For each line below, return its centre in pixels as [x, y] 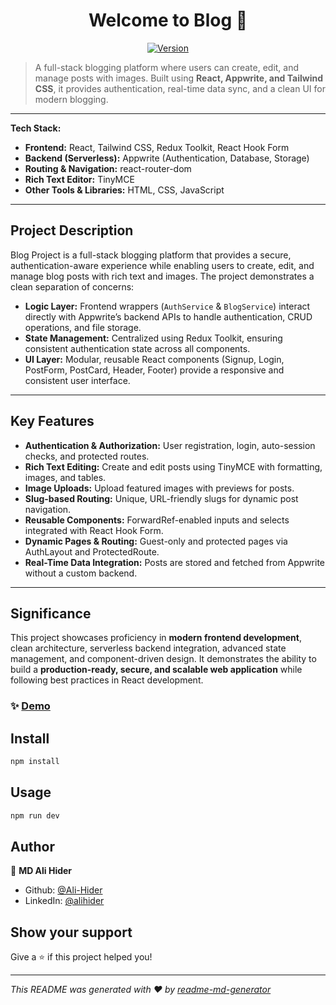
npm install [35, 762]
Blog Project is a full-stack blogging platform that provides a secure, [151, 255]
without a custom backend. [81, 573]
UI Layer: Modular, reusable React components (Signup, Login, [154, 359]
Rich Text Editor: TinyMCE [79, 179]
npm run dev [35, 815]
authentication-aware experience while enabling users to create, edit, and [162, 265]
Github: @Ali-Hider [63, 890]
